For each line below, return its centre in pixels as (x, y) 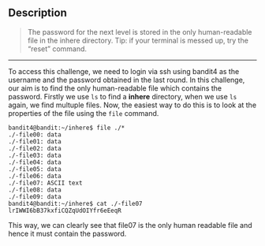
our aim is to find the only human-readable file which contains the (115, 88)
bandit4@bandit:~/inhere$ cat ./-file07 (76, 203)
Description (37, 13)
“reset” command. (57, 48)
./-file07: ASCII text (45, 183)
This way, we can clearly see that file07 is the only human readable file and (130, 225)
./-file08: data (35, 190)
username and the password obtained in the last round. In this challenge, (127, 80)
